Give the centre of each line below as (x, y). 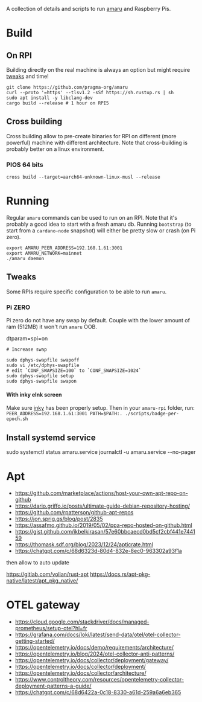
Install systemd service (51, 437)
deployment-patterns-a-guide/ (53, 686)
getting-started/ (35, 641)
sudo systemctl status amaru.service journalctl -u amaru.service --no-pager (101, 452)
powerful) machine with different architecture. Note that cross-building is (97, 142)
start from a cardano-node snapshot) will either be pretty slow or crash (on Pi (101, 231)
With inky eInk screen (34, 394)
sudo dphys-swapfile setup (40, 376)
